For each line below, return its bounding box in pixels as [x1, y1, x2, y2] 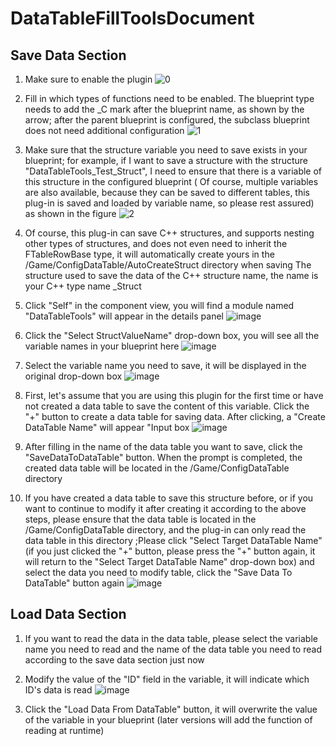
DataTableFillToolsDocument [10, 7, 255, 30]
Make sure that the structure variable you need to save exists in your [24, 144, 308, 156]
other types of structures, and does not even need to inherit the [24, 238, 288, 249]
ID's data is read [24, 683, 93, 696]
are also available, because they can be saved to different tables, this [24, 187, 310, 198]
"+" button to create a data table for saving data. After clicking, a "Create [24, 411, 326, 422]
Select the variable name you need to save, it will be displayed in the [24, 360, 307, 371]
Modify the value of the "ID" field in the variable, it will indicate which [24, 673, 310, 685]
